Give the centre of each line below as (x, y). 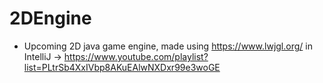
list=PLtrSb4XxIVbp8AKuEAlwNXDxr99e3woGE (122, 67)
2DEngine (50, 18)
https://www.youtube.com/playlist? (136, 56)
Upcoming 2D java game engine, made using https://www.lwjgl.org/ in (168, 46)
